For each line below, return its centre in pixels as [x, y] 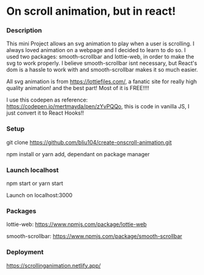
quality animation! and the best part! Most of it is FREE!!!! [78, 88]
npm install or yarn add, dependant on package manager [78, 154]
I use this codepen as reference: [47, 100]
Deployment [25, 252]
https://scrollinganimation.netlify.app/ [54, 265]
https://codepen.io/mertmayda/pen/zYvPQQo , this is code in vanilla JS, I [98, 107]
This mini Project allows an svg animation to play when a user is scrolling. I [100, 43]
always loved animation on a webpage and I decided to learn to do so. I [96, 50]
